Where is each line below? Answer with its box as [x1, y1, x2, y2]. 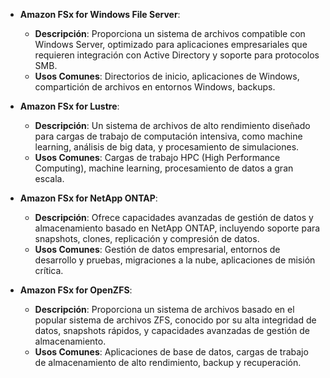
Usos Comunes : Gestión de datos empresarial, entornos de [34, 244, 281, 255]
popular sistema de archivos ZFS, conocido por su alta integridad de [34, 314, 317, 326]
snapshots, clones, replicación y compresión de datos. [34, 233, 260, 244]
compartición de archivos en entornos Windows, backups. [34, 81, 276, 93]
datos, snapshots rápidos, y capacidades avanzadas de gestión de [34, 325, 310, 336]
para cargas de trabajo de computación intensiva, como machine [34, 130, 303, 142]
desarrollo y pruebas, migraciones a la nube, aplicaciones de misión [34, 254, 316, 266]
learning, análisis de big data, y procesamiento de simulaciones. [34, 141, 300, 153]
